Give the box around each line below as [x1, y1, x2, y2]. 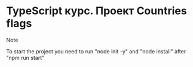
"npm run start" [6, 54, 45, 61]
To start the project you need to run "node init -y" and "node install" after [6, 47, 186, 55]
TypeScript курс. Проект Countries [6, 4, 187, 18]
